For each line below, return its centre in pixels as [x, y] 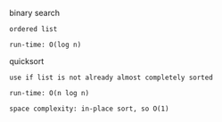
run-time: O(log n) [45, 45]
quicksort [27, 61]
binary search [35, 13]
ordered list [33, 29]
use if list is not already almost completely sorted [111, 77]
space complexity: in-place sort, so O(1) [89, 109]
